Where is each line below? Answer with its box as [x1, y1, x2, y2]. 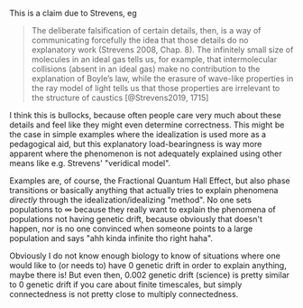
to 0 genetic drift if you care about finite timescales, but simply [9, 279, 243, 290]
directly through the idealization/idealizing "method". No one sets [9, 194, 252, 205]
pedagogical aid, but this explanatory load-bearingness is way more [9, 139, 262, 149]
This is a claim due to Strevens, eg [9, 8, 137, 18]
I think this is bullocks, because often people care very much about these [9, 110, 281, 120]
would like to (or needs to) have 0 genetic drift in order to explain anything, [9, 260, 287, 270]
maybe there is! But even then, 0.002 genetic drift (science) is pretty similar [9, 270, 290, 280]
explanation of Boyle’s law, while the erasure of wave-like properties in [31, 73, 294, 84]
